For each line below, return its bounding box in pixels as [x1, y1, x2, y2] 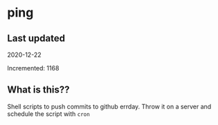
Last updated [7, 32, 66, 44]
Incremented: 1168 [7, 64, 60, 72]
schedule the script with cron [7, 109, 90, 118]
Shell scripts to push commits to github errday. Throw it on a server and [7, 102, 212, 110]
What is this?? [7, 84, 70, 96]
